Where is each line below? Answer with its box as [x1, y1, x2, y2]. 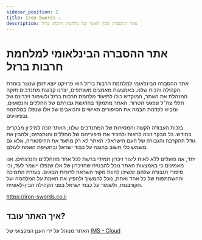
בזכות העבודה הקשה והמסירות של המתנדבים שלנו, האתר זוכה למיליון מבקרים [6, 124, 184, 131]
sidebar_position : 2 [6, 9, 59, 15]
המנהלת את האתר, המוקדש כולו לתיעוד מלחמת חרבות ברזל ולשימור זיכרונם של [6, 93, 187, 100]
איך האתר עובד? [6, 211, 66, 221]
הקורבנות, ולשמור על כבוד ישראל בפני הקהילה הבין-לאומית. [6, 181, 143, 189]
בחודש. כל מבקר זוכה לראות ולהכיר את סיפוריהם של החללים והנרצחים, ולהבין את [6, 131, 192, 138]
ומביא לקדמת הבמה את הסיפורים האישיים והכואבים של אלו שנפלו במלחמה [6, 106, 178, 113]
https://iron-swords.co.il [6, 193, 67, 200]
